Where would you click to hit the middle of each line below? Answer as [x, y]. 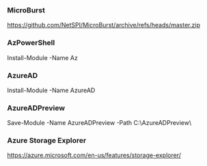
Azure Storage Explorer [47, 141]
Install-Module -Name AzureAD [51, 90]
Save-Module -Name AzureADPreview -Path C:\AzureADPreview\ [99, 123]
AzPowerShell [31, 43]
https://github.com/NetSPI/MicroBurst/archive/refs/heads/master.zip [104, 25]
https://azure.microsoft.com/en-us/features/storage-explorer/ [94, 155]
